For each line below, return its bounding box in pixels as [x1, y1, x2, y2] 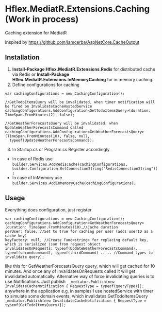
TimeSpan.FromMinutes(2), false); [5, 112, 75, 117]
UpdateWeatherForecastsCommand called [5, 125, 83, 130]
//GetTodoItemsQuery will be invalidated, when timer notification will [5, 100, 155, 104]
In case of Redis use [12, 156, 53, 161]
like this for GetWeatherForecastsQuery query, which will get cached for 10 [5, 263, 155, 269]
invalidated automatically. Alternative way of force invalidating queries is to [5, 273, 155, 279]
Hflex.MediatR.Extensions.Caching [5, 3, 150, 15]
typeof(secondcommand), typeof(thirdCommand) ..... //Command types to [5, 250, 153, 255]
